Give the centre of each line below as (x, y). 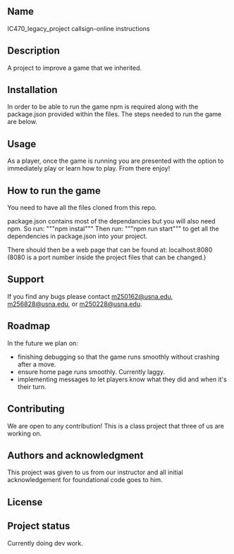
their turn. (32, 386)
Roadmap (29, 326)
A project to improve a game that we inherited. (75, 68)
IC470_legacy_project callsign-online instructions (79, 28)
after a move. (37, 364)
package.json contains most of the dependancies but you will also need (112, 221)
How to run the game (54, 191)
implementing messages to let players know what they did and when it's (122, 379)
